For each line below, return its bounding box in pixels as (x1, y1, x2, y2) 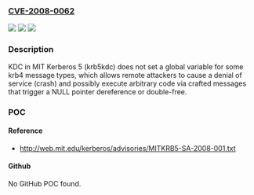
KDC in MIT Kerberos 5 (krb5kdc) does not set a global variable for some (8, 61, 244, 72)
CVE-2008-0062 (8, 6, 75, 17)
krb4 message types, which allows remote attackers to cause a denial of (8, 70, 243, 79)
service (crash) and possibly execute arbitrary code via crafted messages (8, 79, 247, 88)
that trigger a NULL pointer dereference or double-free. (8, 86, 187, 96)
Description (8, 44, 54, 55)
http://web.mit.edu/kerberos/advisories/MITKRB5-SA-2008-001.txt (19, 143, 236, 153)
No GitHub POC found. (8, 178, 82, 188)
